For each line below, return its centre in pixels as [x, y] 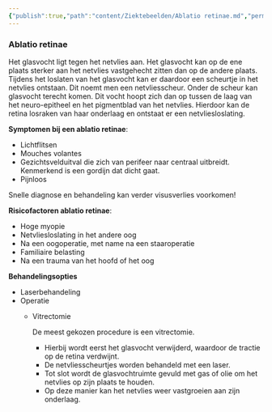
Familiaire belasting [52, 252]
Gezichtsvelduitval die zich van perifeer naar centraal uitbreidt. [125, 162]
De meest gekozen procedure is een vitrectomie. [113, 332]
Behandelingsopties [43, 276]
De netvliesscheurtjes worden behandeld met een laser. [137, 364]
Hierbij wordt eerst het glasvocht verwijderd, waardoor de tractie [152, 347]
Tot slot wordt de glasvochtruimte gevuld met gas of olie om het [151, 373]
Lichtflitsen [38, 144]
